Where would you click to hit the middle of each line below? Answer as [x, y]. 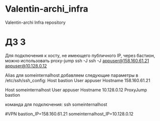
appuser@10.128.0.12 [26, 66]
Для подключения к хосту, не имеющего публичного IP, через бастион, [80, 55]
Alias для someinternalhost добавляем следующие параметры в [72, 75]
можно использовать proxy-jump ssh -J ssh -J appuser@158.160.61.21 [77, 60]
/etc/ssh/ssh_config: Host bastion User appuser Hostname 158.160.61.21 [78, 80]
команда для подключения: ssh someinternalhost [56, 104]
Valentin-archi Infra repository [35, 22]
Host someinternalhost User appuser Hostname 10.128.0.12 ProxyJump [76, 90]
